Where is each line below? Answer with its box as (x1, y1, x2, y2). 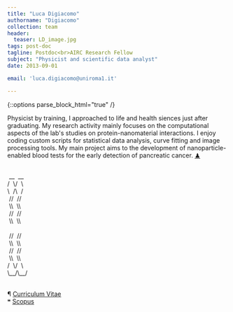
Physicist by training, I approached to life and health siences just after (7, 113, 209, 122)
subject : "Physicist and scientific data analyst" (7, 56, 158, 63)
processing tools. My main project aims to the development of (7, 143, 186, 152)
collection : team (7, 23, 58, 30)
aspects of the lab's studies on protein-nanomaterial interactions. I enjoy (7, 129, 216, 137)
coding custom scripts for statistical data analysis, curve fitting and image (7, 136, 220, 144)
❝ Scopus (7, 297, 35, 305)
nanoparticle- (187, 143, 227, 152)
